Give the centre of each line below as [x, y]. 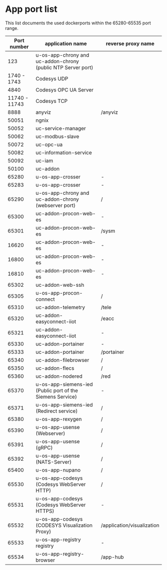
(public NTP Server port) [64, 67]
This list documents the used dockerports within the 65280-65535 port [78, 23]
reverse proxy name [130, 43]
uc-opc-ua [49, 144]
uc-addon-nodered [59, 376]
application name [66, 43]
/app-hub [113, 557]
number [19, 47]
